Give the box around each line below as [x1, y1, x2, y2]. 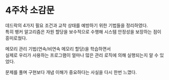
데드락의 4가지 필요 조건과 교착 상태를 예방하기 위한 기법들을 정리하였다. [5, 22, 148, 28]
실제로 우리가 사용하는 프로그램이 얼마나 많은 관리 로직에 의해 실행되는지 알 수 [5, 52, 159, 58]
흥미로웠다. [5, 35, 27, 41]
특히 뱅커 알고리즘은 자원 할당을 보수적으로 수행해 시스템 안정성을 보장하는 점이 [5, 28, 162, 34]
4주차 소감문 [5, 5, 55, 16]
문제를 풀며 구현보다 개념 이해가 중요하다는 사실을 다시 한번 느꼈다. [5, 69, 137, 75]
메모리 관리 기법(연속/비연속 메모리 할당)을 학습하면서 [5, 46, 111, 52]
